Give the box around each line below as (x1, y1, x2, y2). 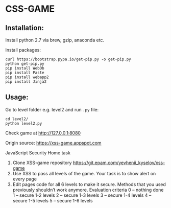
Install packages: (5, 47, 41, 53)
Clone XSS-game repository (12, 159, 72, 166)
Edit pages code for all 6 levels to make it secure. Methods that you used (12, 181, 166, 187)
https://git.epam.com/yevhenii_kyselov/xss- (72, 159, 165, 166)
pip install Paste (5, 70, 44, 75)
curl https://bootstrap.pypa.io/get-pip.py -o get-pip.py (5, 57, 131, 62)
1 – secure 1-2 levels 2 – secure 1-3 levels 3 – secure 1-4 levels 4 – (12, 192, 152, 198)
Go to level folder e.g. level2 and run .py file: (5, 106, 99, 112)
